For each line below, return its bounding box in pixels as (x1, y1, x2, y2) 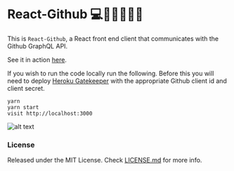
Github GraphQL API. (7, 42, 68, 50)
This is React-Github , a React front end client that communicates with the (7, 34, 219, 43)
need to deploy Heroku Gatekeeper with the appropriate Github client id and (7, 76, 227, 85)
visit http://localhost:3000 (7, 110, 93, 117)
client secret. (7, 84, 46, 92)
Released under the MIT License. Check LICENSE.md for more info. (7, 156, 202, 165)
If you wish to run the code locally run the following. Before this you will (7, 69, 214, 77)
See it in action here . (7, 55, 67, 64)
